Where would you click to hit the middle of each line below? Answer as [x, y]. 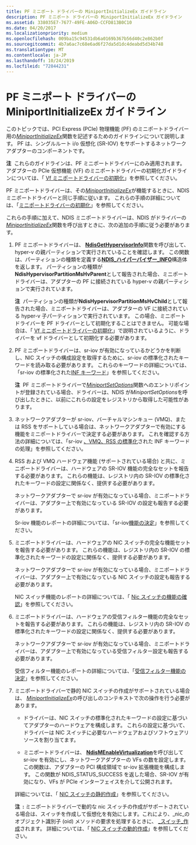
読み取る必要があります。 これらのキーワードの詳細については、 [112, 365]
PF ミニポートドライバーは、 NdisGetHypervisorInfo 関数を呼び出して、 [102, 245]
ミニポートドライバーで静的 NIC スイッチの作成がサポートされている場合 [102, 691]
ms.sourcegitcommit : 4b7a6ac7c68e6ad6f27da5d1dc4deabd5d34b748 [85, 45]
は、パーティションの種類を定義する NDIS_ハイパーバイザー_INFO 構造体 [101, 259]
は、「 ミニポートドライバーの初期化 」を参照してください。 [76, 205]
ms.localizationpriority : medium [47, 33]
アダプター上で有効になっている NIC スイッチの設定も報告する [115, 577]
